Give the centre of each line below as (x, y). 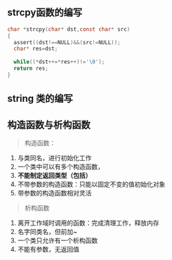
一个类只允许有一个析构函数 (58, 240)
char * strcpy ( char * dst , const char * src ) (69, 29)
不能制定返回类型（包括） (54, 176)
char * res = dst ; (36, 49)
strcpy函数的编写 (45, 13)
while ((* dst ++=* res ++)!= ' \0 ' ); (59, 62)
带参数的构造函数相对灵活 (54, 193)
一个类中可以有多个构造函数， (60, 167)
